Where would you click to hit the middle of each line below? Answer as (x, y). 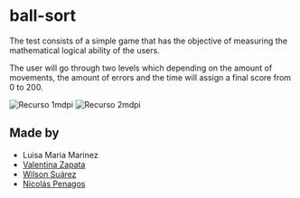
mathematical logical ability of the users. (84, 50)
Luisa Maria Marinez (60, 155)
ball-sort (43, 16)
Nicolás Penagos (54, 184)
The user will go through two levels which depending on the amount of (141, 68)
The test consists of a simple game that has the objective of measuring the (148, 41)
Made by (34, 133)
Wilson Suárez (49, 174)
